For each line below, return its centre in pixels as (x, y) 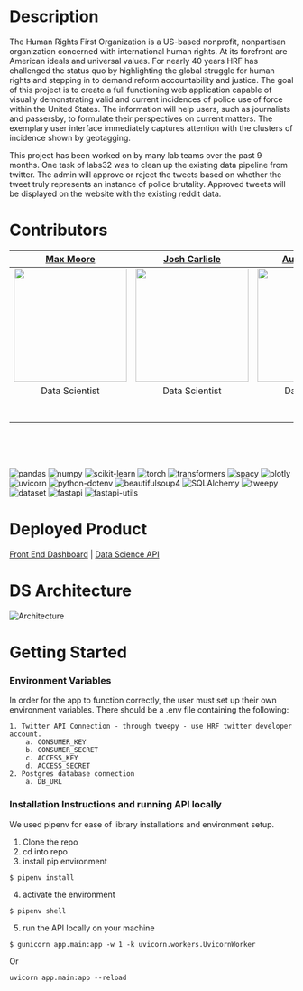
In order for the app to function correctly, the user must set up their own (143, 700)
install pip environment (65, 861)
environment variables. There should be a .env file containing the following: (149, 710)
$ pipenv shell (38, 911)
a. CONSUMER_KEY (56, 742)
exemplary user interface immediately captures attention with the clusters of (151, 127)
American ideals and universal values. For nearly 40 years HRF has (134, 61)
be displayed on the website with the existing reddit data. (115, 193)
